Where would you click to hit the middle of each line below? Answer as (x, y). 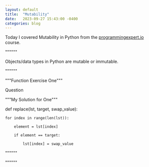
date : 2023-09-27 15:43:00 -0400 (42, 19)
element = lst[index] (36, 127)
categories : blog (23, 23)
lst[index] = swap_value (48, 144)
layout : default (22, 10)
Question (14, 90)
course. (13, 43)
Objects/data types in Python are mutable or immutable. (62, 61)
